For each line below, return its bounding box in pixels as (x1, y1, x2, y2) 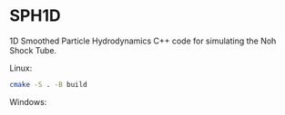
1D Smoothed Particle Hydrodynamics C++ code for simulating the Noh (9, 35, 277, 46)
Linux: (9, 62, 33, 73)
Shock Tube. (9, 44, 57, 55)
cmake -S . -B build (9, 80, 88, 89)
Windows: (9, 96, 47, 107)
